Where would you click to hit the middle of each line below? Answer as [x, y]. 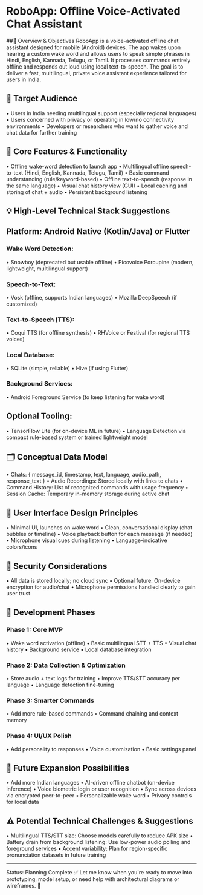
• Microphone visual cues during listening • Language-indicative [87, 540]
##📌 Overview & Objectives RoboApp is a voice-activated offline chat [92, 41]
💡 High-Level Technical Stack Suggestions [88, 211]
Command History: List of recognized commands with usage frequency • [97, 488]
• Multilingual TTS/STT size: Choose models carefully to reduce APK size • [100, 836]
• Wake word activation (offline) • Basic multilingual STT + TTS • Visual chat [101, 643]
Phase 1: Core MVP [35, 630]
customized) [22, 304]
